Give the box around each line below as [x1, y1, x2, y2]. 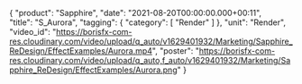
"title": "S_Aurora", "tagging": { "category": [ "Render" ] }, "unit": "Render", [9, 17, 287, 28]
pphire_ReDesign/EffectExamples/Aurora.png [9, 64, 178, 75]
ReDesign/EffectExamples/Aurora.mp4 [9, 46, 153, 56]
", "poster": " [151, 46, 200, 56]
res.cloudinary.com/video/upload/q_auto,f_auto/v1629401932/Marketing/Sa [9, 55, 291, 65]
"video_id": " [9, 27, 57, 37]
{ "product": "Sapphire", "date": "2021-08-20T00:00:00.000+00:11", [9, 8, 262, 18]
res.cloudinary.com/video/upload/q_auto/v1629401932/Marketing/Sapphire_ [9, 36, 293, 46]
